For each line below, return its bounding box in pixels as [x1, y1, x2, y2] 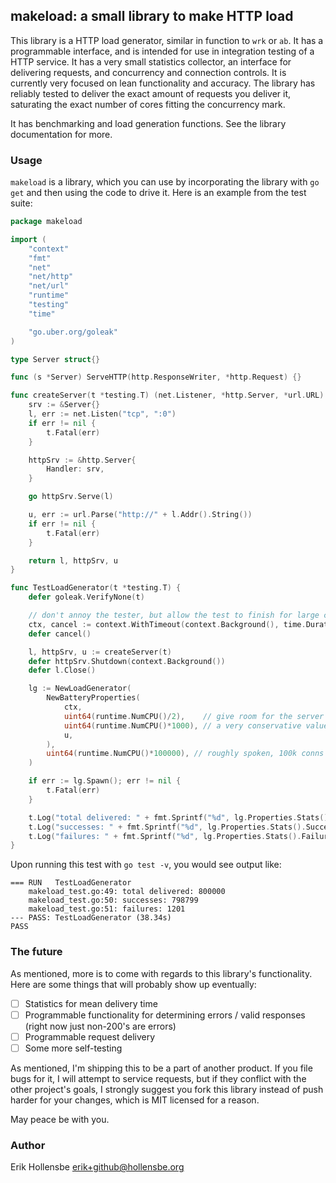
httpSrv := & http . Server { [28, 455, 137, 465]
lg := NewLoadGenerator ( [28, 684, 132, 694]
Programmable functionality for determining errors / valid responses [24, 1009, 306, 1021]
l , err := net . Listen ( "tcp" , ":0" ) [28, 409, 177, 419]
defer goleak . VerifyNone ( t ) [28, 592, 145, 603]
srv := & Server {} [28, 400, 101, 410]
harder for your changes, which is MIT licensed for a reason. [10, 1094, 260, 1106]
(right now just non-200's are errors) [24, 1020, 177, 1032]
